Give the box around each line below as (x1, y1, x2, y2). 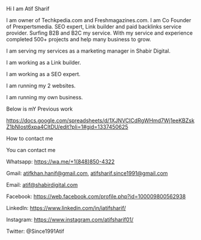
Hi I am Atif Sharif (6, 5, 50, 12)
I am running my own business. (6, 94, 83, 101)
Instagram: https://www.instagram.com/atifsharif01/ (6, 216, 133, 223)
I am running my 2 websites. (6, 82, 76, 89)
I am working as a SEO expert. (6, 71, 81, 77)
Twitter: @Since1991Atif (6, 227, 65, 235)
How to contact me (6, 135, 53, 142)
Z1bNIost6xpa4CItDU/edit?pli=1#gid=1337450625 (6, 123, 129, 130)
